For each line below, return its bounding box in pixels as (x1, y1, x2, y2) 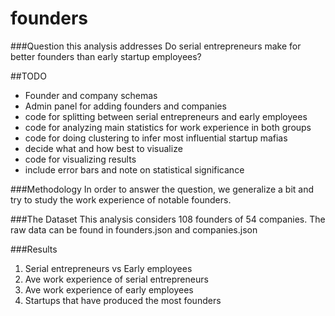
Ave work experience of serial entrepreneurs (24, 273, 209, 285)
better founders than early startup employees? (10, 50, 202, 62)
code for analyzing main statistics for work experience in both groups (24, 121, 312, 133)
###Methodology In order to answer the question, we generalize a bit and (10, 183, 314, 195)
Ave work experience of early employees (24, 283, 194, 296)
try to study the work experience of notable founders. (10, 193, 232, 206)
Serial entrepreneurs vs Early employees (24, 262, 193, 274)
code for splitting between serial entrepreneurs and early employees (24, 110, 308, 122)
